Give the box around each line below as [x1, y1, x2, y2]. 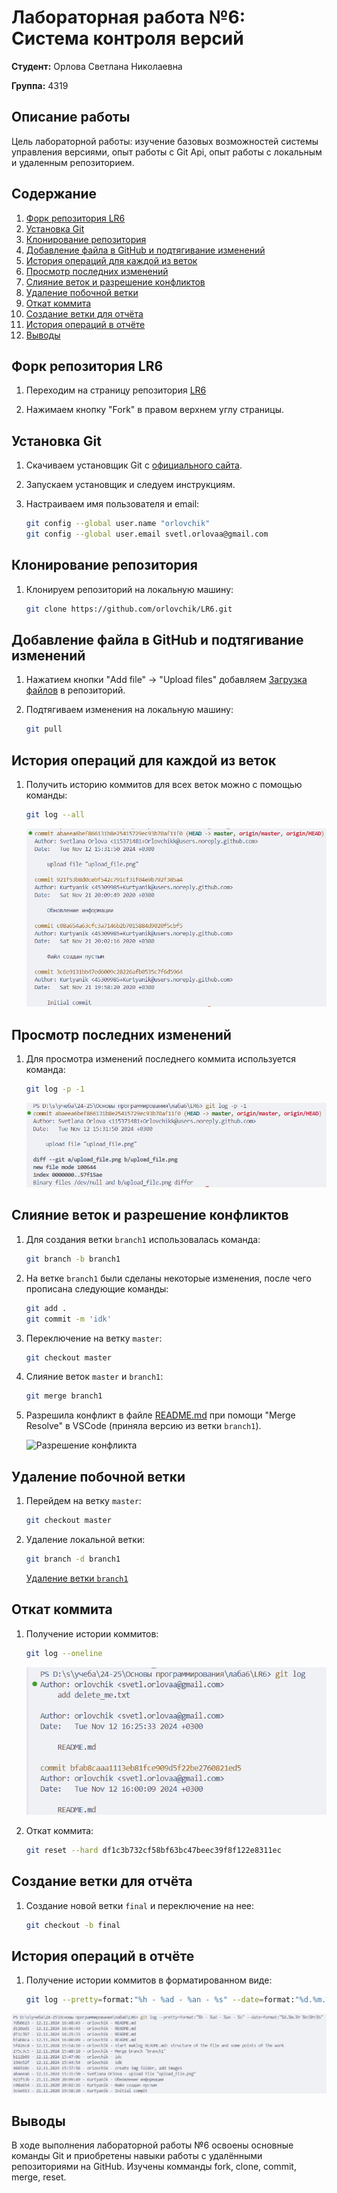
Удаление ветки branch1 [25, 1572, 129, 1584]
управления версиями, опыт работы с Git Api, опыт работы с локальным [11, 146, 323, 158]
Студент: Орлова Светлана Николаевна [11, 60, 183, 72]
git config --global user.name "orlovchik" [25, 519, 211, 529]
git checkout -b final [25, 1920, 121, 1930]
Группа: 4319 [11, 79, 69, 91]
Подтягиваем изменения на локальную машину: [25, 704, 234, 716]
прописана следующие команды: [25, 1282, 169, 1295]
